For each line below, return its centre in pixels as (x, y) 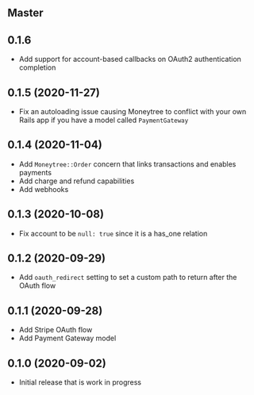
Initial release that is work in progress (80, 382)
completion (37, 67)
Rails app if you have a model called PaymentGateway (104, 120)
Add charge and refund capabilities (77, 181)
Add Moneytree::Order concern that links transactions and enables (127, 164)
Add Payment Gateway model (67, 338)
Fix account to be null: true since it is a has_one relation (113, 233)
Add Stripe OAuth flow (56, 330)
